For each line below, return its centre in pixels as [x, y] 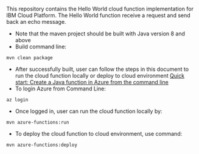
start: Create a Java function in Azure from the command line [92, 82]
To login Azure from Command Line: [61, 89]
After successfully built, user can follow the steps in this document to [102, 69]
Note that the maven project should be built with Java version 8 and [100, 34]
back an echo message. [36, 22]
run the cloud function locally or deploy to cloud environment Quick [100, 75]
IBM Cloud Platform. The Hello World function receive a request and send [98, 15]
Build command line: [41, 46]
